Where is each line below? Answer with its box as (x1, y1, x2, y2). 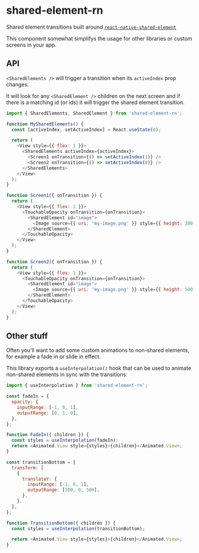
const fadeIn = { (6, 394, 49, 400)
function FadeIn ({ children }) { (6, 432, 89, 438)
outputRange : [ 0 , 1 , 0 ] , (17, 410, 79, 416)
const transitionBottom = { (6, 459, 76, 465)
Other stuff (6, 331, 48, 341)
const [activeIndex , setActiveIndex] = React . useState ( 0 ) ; (11, 127, 161, 133)
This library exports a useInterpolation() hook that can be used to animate (6, 365, 192, 372)
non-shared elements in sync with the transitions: (6, 371, 128, 378)
